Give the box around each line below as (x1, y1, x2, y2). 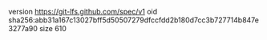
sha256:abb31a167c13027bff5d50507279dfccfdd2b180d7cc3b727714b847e (8, 15, 259, 25)
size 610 (38, 24, 67, 33)
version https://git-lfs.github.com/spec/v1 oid (8, 7, 158, 16)
